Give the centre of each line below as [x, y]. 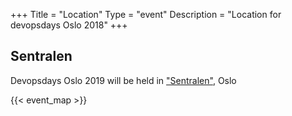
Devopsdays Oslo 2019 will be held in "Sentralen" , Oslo [123, 80]
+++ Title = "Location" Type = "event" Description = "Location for [146, 14]
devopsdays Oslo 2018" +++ [69, 25]
